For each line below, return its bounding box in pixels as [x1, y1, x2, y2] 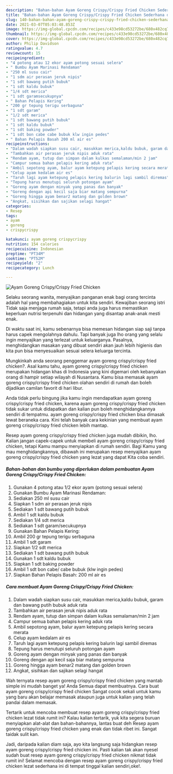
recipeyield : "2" [6, 261, 43, 266]
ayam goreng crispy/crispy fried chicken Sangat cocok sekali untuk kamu [6, 688, 161, 694]
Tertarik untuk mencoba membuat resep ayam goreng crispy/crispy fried [6, 709, 160, 715]
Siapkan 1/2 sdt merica [13, 544, 62, 550]
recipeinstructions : [6, 141, 50, 147]
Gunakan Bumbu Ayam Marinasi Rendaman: [13, 490, 106, 496]
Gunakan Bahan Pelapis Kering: [13, 528, 80, 534]
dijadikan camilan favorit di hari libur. [6, 385, 84, 391]
